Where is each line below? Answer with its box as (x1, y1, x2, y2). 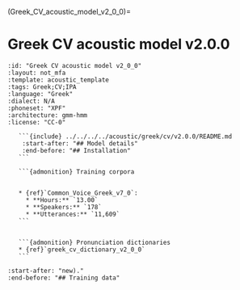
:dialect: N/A (7, 97, 56, 105)
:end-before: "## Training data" (7, 274, 120, 282)
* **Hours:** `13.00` (25, 195, 99, 204)
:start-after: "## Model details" (22, 139, 138, 148)
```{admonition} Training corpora (18, 167, 135, 176)
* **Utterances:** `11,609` (25, 210, 120, 218)
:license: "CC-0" (7, 118, 66, 126)
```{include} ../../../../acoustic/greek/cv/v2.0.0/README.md (18, 132, 232, 141)
